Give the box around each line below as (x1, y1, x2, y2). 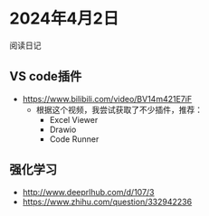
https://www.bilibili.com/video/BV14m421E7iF (22, 93, 193, 104)
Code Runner (49, 133, 100, 145)
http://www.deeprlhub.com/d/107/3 (22, 186, 155, 197)
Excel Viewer (49, 114, 99, 125)
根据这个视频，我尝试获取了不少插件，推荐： (35, 104, 204, 115)
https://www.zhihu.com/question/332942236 (22, 196, 193, 207)
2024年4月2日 (9, 8, 119, 29)
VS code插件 (9, 69, 82, 84)
